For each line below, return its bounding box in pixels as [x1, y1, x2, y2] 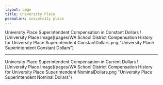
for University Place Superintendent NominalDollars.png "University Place [5, 69, 153, 75]
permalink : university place [5, 16, 64, 21]
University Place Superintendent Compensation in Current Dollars [5, 59, 136, 65]
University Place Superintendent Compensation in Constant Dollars [5, 30, 139, 35]
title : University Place [5, 12, 55, 17]
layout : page [5, 7, 32, 12]
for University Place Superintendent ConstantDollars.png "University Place [5, 40, 154, 46]
